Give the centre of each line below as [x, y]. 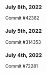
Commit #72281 [22, 66]
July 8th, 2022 [23, 7]
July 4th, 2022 [24, 55]
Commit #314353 [23, 42]
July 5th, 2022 [23, 31]
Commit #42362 [22, 18]
